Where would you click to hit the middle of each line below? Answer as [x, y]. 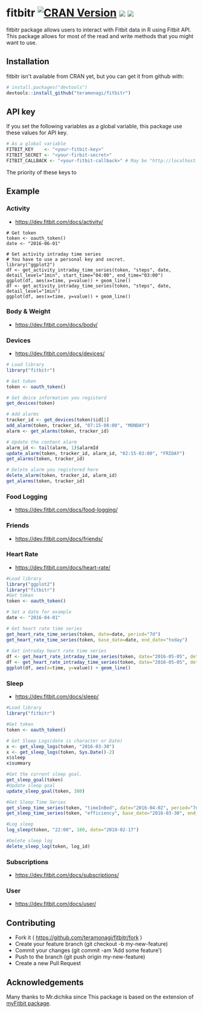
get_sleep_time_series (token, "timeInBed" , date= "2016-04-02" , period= [98, 808]
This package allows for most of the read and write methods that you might [100, 36]
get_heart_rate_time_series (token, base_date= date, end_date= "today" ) [97, 640]
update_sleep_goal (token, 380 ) [46, 791]
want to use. [22, 42]
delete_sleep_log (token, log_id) [48, 846]
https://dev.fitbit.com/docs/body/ [56, 324]
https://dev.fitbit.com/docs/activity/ [59, 221]
